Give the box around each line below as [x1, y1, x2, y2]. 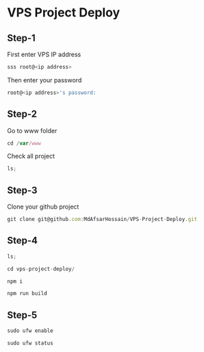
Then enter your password [7, 75, 82, 84]
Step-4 [7, 235, 38, 246]
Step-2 [7, 108, 38, 120]
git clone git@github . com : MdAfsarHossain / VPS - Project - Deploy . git [7, 216, 197, 223]
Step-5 [7, 309, 38, 320]
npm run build [7, 290, 48, 297]
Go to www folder [7, 126, 58, 134]
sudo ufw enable [7, 327, 53, 334]
